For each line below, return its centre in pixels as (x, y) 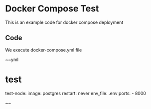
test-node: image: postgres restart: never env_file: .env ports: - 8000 (75, 93)
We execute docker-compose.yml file (44, 50)
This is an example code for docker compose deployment (64, 22)
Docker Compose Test (52, 9)
